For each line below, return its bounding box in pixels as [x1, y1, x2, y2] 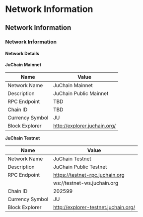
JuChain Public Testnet [53, 163, 107, 170]
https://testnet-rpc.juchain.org [53, 171, 125, 178]
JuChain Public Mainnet [53, 90, 109, 97]
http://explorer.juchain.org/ [53, 122, 116, 129]
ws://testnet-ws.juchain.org [53, 179, 119, 186]
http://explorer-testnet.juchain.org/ [53, 204, 136, 211]
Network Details [5, 51, 40, 57]
